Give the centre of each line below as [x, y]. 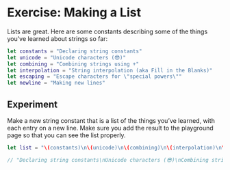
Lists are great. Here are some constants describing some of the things [107, 31]
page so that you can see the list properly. [66, 135]
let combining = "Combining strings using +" [73, 64]
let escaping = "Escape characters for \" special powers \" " [95, 76]
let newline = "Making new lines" [56, 83]
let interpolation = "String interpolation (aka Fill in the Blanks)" [110, 70]
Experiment [33, 104]
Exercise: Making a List [74, 13]
